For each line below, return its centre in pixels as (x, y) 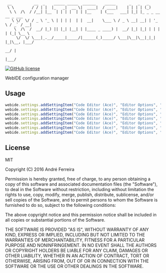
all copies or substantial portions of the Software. (55, 220)
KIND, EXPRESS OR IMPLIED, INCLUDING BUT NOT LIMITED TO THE (75, 234)
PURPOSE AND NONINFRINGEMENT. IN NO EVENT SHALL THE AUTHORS (81, 245)
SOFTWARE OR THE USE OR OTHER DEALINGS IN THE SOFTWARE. (74, 266)
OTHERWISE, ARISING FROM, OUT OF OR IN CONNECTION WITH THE (77, 261)
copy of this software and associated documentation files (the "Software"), (82, 184)
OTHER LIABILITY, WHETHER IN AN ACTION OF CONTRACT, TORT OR (77, 256)
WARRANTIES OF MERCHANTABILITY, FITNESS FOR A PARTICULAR (75, 240)
